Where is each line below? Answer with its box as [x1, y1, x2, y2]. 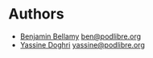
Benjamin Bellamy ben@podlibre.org [19, 31, 142, 41]
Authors [8, 5, 64, 23]
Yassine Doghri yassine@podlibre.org [19, 39, 145, 49]
